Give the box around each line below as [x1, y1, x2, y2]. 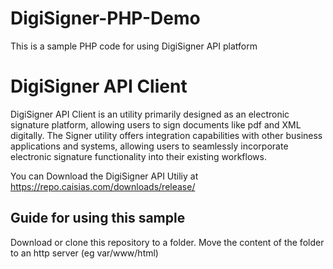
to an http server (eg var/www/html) [10, 247, 159, 259]
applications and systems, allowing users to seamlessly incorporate [10, 140, 289, 152]
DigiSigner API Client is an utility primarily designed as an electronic [10, 108, 290, 120]
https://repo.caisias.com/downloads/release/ [10, 180, 196, 192]
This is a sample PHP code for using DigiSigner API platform [10, 40, 258, 52]
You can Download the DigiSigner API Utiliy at [10, 170, 199, 182]
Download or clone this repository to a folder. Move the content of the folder [10, 236, 325, 248]
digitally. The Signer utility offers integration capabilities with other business [10, 129, 323, 141]
